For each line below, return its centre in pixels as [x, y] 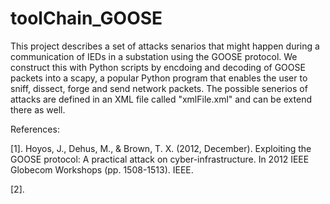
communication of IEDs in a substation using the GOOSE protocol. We [154, 56]
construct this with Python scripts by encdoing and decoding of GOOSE [158, 67]
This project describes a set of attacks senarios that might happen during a [165, 46]
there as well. [38, 109]
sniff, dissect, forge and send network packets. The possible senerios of [159, 88]
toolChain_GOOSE [86, 18]
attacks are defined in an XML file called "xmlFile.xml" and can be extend [161, 99]
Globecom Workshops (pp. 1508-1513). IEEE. [102, 169]
